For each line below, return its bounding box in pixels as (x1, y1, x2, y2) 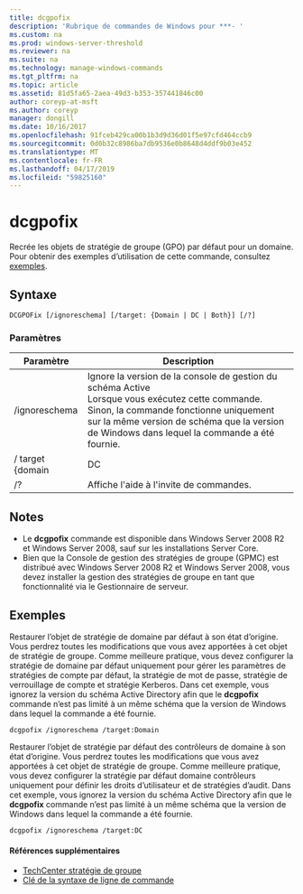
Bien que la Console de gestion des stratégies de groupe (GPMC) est (22, 553, 280, 563)
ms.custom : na (9, 30, 63, 39)
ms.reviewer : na (9, 47, 70, 56)
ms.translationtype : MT (9, 147, 99, 156)
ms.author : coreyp (9, 106, 78, 115)
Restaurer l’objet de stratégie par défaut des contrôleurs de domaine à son (9, 741, 286, 752)
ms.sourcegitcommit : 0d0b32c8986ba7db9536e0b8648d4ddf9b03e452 (9, 139, 252, 148)
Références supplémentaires (9, 845, 120, 856)
